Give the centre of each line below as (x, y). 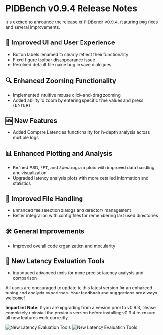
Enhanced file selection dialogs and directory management (72, 210)
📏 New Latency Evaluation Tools (55, 261)
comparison (25, 278)
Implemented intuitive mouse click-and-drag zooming (67, 95)
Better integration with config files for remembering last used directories (85, 216)
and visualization (30, 173)
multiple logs (25, 138)
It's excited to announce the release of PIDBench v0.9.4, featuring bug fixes (82, 22)
